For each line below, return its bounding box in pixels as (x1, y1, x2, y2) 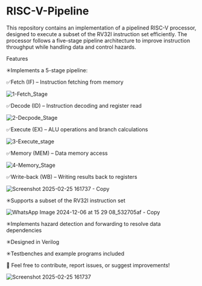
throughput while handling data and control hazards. (6, 43, 137, 51)
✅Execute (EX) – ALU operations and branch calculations (6, 125, 148, 133)
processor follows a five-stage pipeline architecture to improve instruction (6, 37, 191, 44)
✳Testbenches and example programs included (6, 250, 125, 257)
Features (6, 55, 28, 62)
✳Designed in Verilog (6, 238, 60, 245)
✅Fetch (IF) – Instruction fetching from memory (6, 78, 124, 85)
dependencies (6, 226, 42, 234)
